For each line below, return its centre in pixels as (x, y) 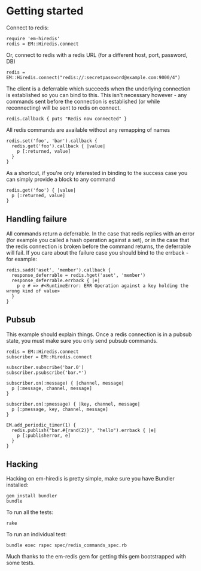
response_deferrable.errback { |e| (56, 280)
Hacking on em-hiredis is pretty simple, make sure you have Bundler (90, 479)
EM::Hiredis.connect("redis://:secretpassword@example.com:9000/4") (93, 77)
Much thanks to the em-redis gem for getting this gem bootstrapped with (96, 557)
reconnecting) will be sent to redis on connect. (64, 108)
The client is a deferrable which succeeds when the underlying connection (98, 89)
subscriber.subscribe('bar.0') (45, 367)
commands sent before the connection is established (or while (83, 101)
